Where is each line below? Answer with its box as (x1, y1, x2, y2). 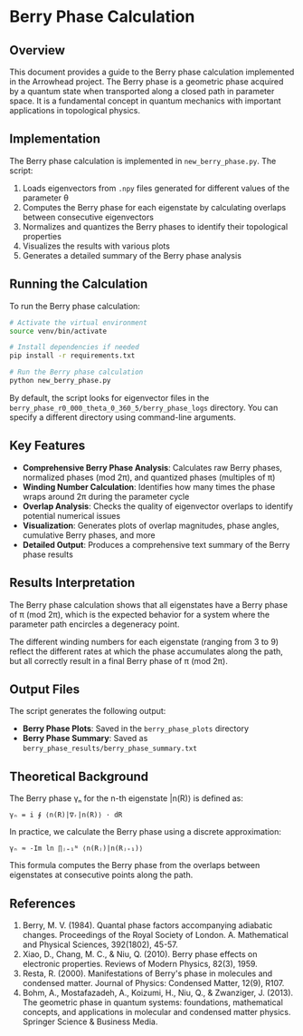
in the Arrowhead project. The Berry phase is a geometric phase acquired (9, 76, 284, 87)
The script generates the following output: (9, 706, 166, 717)
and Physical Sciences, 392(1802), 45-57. (22, 939, 178, 950)
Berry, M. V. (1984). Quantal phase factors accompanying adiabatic (22, 919, 273, 931)
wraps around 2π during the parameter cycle (22, 491, 190, 502)
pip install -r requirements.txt (9, 351, 136, 360)
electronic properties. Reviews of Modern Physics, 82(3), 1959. (22, 958, 258, 969)
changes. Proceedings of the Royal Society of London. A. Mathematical (22, 929, 289, 940)
